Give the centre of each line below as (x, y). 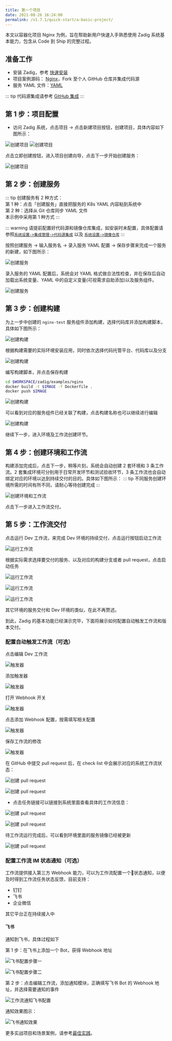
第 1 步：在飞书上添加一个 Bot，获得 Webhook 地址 (59, 950)
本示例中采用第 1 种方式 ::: (33, 217)
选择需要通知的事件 (39, 989)
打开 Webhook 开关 (26, 698)
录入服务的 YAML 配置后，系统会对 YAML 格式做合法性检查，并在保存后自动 (85, 273)
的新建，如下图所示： (28, 251)
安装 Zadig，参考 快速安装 (40, 72)
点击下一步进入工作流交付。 (35, 507)
